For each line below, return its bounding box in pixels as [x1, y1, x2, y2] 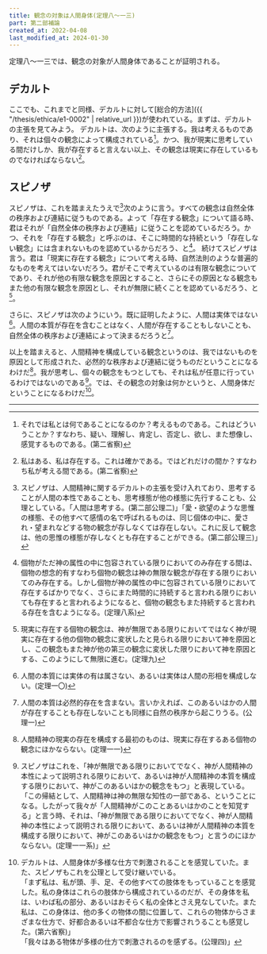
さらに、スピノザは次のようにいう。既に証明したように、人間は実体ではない [9, 310, 258, 320]
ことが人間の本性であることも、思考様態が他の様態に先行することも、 [20, 493, 250, 502]
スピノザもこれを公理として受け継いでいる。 [34, 867, 181, 877]
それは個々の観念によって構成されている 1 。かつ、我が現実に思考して [22, 133, 246, 144]
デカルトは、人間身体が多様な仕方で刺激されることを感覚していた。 [20, 858, 243, 867]
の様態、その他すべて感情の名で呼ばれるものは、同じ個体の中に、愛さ [20, 513, 249, 522]
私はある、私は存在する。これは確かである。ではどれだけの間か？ [20, 456, 236, 466]
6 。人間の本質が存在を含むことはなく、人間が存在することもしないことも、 [9, 319, 256, 329]
